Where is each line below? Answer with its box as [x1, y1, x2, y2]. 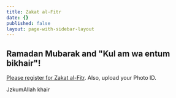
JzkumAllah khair [6, 86, 50, 93]
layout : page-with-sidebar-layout [6, 26, 95, 32]
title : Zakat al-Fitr [6, 9, 62, 15]
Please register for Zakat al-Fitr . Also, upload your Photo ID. [6, 74, 156, 82]
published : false [6, 20, 51, 26]
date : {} [6, 15, 29, 21]
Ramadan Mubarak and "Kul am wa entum [6, 48, 170, 58]
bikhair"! [6, 58, 41, 68]
